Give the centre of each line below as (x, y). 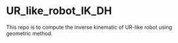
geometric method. (30, 33)
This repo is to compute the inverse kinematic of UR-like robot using (89, 27)
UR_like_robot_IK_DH (59, 11)
